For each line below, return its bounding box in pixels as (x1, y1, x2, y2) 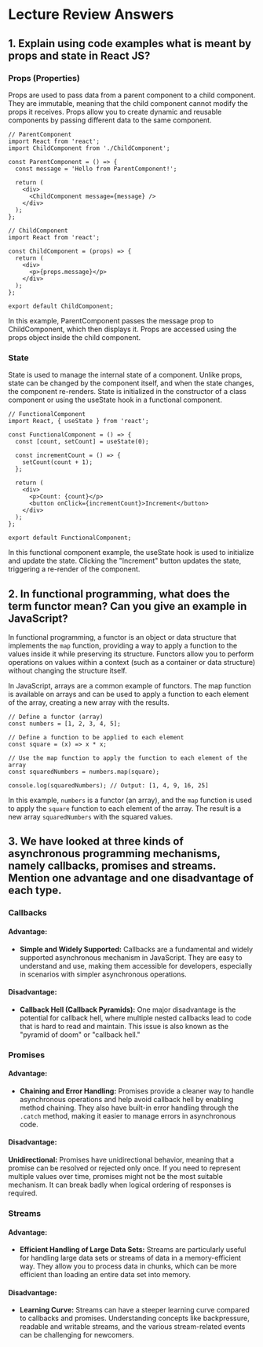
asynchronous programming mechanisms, (8, 847, 221, 860)
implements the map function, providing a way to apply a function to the (8, 641, 238, 650)
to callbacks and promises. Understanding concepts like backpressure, (19, 1313, 250, 1323)
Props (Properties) (8, 72, 80, 83)
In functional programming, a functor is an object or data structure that (8, 632, 237, 641)
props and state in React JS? (8, 49, 151, 62)
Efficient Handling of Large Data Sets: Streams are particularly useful (19, 1245, 247, 1254)
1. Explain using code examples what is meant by (8, 37, 252, 50)
